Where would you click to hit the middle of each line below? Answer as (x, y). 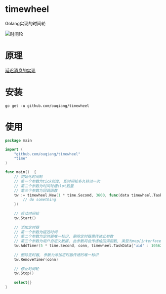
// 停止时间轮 (27, 269)
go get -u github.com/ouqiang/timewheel (47, 106)
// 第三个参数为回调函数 (36, 191)
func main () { (21, 172)
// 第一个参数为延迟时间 (36, 232)
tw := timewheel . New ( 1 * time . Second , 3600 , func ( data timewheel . (84, 195)
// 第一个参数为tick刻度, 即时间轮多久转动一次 (57, 181)
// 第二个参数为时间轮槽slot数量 (44, 186)
